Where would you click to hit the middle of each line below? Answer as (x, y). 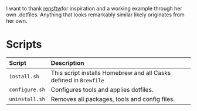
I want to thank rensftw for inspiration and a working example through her (94, 8)
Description (67, 63)
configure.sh (27, 89)
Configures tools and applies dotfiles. (102, 89)
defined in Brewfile (77, 80)
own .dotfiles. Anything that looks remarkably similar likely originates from (95, 15)
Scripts (24, 45)
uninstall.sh (27, 99)
